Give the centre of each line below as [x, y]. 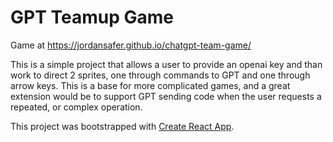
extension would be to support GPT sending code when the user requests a [166, 96]
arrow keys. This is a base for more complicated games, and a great [150, 85]
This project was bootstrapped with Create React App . [122, 126]
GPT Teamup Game [92, 17]
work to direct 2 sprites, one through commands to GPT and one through [160, 75]
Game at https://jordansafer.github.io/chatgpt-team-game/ [131, 45]
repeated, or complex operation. [76, 107]
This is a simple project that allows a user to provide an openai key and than [166, 64]
